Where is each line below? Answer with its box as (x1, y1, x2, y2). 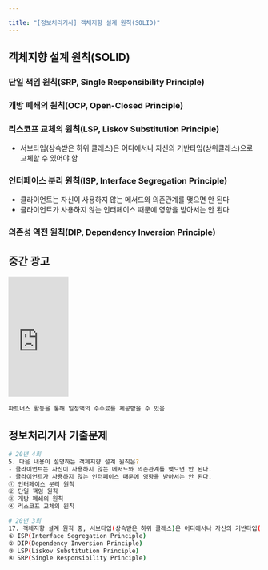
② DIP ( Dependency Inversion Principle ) (8, 539, 143, 548)
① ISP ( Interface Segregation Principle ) (8, 532, 146, 540)
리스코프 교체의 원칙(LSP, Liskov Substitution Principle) (8, 123, 220, 135)
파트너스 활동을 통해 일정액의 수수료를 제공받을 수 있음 (8, 405, 166, 413)
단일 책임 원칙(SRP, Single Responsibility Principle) (8, 76, 206, 87)
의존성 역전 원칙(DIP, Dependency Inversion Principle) (8, 227, 216, 238)
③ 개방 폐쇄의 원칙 (8, 495, 64, 503)
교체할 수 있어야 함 (19, 153, 78, 163)
